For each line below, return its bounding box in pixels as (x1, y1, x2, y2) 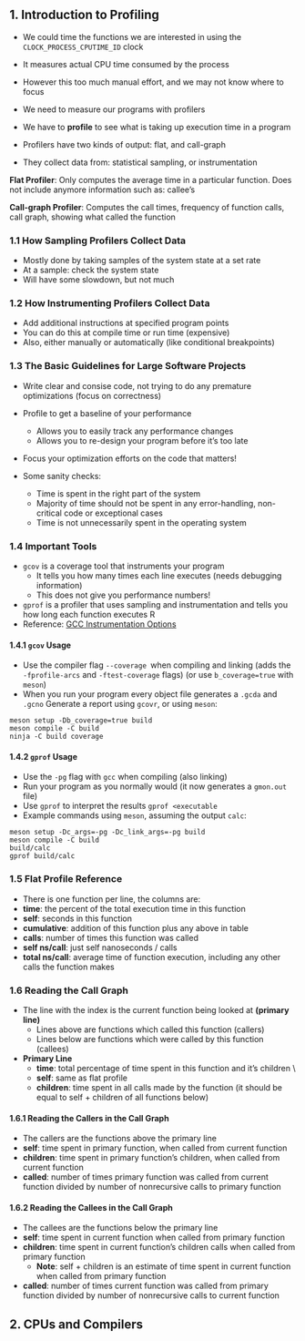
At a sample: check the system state (22, 264, 159, 276)
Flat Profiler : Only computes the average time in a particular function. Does (9, 174, 292, 185)
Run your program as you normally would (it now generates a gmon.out (22, 781, 287, 792)
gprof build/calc (9, 852, 76, 861)
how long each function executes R (22, 609, 156, 619)
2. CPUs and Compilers (9, 1316, 144, 1332)
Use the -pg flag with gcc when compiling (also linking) (22, 772, 228, 783)
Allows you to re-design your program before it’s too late (36, 435, 249, 445)
